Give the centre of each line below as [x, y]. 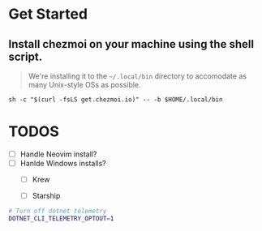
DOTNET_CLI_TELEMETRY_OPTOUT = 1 [61, 219]
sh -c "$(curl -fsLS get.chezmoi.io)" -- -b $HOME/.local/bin [116, 100]
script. [26, 56]
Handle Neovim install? [58, 154]
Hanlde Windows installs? [63, 163]
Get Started [48, 14]
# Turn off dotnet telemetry [58, 212]
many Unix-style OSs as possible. [84, 85]
